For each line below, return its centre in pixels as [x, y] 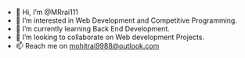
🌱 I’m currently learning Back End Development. [93, 29]
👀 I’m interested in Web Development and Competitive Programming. [126, 20]
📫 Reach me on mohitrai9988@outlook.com [87, 46]
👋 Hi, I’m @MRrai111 [47, 12]
